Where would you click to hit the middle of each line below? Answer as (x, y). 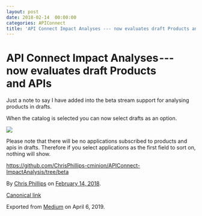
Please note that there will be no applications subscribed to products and (97, 141)
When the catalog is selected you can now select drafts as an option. (92, 118)
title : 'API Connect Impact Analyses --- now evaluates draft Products (98, 28)
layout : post (23, 12)
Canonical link (24, 195)
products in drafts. (29, 107)
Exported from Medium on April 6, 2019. (56, 207)
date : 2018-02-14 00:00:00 (41, 17)
